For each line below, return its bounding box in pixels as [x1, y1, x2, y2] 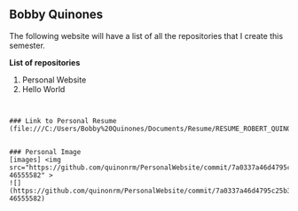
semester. [9, 40, 46, 51]
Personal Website [21, 74, 87, 85]
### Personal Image [9, 147, 82, 156]
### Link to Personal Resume [9, 116, 117, 125]
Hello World [21, 83, 66, 94]
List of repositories [9, 57, 81, 67]
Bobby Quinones [9, 7, 104, 22]
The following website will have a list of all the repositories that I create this [9, 30, 284, 41]
